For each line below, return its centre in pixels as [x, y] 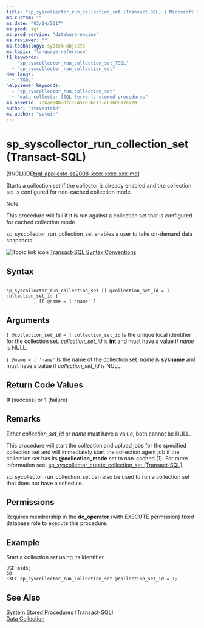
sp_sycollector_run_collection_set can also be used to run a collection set [98, 476]
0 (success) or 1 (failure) [37, 400]
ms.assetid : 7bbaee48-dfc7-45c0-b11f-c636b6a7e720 [72, 102]
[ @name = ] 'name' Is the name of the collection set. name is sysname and [101, 359]
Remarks [24, 419]
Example [23, 542]
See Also [23, 598]
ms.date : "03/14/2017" [35, 23]
